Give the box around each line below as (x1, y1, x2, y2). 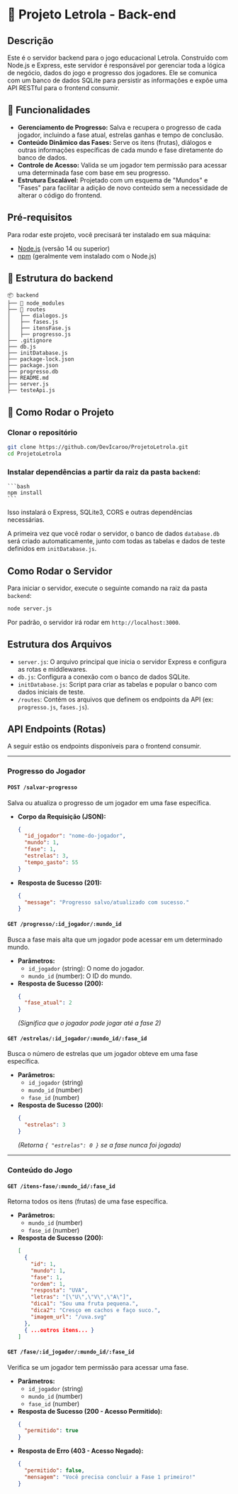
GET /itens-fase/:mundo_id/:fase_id (7, 1182, 115, 1190)
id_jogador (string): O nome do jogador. (28, 964, 145, 972)
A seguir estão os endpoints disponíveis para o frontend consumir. (7, 742, 202, 751)
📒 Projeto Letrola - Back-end (7, 6, 176, 23)
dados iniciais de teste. (17, 687, 85, 696)
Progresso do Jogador (7, 766, 86, 776)
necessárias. (7, 516, 45, 524)
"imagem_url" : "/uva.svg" (30, 1313, 108, 1320)
